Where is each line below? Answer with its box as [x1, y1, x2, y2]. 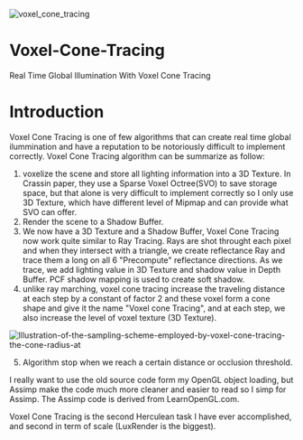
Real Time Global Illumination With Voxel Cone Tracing [9, 70, 211, 80]
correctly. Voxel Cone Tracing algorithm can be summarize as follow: [9, 150, 265, 162]
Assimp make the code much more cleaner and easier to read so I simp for [9, 384, 287, 395]
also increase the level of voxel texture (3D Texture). [22, 312, 217, 323]
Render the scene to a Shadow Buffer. [22, 216, 164, 227]
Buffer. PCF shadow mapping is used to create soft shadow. [22, 274, 245, 285]
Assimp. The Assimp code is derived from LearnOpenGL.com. [9, 393, 240, 404]
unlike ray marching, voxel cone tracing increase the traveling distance [22, 283, 286, 294]
